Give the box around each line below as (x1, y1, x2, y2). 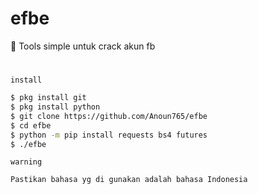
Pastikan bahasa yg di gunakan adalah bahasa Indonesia (10, 175, 248, 185)
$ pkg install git (10, 93, 87, 103)
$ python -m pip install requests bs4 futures (10, 130, 208, 140)
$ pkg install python (10, 102, 101, 112)
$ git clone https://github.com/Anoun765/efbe (10, 111, 208, 121)
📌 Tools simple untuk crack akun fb (10, 40, 156, 52)
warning (10, 157, 43, 167)
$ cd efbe (10, 120, 52, 131)
